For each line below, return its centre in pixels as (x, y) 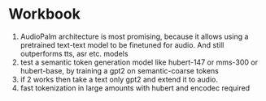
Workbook (45, 14)
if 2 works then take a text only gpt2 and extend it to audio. (119, 79)
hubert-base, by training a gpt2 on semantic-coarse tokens (120, 70)
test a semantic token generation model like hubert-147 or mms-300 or (139, 62)
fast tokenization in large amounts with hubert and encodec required (135, 88)
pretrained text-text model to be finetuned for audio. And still (122, 44)
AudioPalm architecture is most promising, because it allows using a (134, 36)
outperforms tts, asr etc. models (74, 53)
